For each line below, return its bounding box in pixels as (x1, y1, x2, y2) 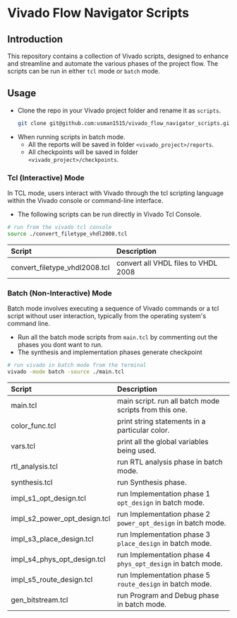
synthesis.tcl (11, 477, 53, 487)
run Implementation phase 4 (117, 549, 210, 559)
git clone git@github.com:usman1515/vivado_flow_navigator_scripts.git (17, 119, 233, 127)
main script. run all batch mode (117, 396, 220, 406)
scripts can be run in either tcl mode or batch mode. (7, 67, 161, 75)
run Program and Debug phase (117, 590, 219, 600)
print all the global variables (117, 436, 209, 446)
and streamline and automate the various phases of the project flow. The (7, 59, 219, 68)
